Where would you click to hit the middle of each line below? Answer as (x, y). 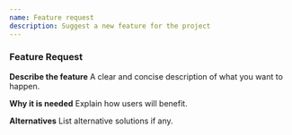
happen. (25, 86)
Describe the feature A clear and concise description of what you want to (146, 76)
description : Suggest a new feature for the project (110, 26)
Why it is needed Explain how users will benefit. (98, 103)
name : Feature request (52, 17)
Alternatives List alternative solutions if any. (91, 121)
